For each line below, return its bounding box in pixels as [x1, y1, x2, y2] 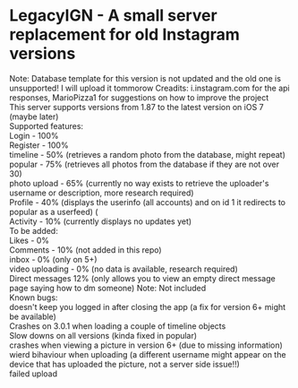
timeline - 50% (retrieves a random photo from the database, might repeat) [9, 149, 286, 160]
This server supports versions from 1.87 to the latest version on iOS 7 [9, 101, 264, 112]
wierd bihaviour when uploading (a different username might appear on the [9, 349, 286, 359]
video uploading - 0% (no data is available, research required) [9, 263, 239, 274]
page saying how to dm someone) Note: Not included [9, 282, 207, 293]
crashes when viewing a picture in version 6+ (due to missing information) [9, 340, 284, 350]
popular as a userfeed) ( [9, 206, 98, 217]
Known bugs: [9, 292, 58, 303]
